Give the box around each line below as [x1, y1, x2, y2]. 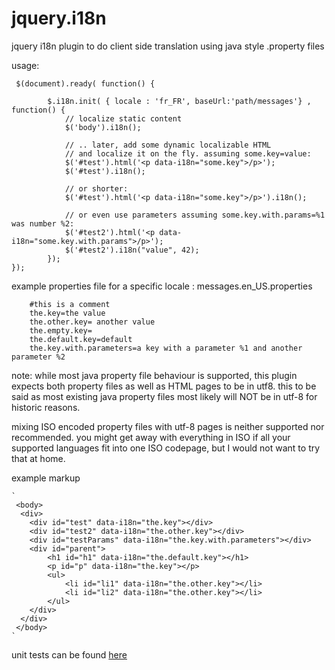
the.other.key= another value [29, 317, 156, 327]
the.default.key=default [29, 334, 133, 344]
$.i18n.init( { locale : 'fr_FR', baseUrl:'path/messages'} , [47, 96, 312, 106]
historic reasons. [11, 401, 81, 413]
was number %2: [11, 218, 75, 229]
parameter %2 [11, 352, 66, 362]
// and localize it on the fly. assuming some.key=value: [64, 148, 312, 159]
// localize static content [64, 113, 183, 124]
